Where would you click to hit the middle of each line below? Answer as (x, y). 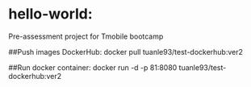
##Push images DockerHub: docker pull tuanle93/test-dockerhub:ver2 (126, 52)
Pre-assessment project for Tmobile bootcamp (86, 36)
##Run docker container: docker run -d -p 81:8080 (93, 67)
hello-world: (50, 14)
